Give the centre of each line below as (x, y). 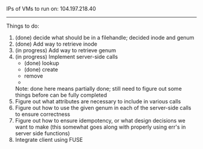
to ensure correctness (43, 114)
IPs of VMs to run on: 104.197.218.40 (51, 9)
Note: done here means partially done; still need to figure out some (98, 89)
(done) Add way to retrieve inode (56, 44)
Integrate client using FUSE (49, 140)
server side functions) (43, 133)
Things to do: (23, 26)
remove (34, 76)
